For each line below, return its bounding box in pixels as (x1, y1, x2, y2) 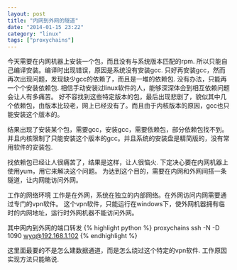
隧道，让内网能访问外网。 (7, 176, 82, 184)
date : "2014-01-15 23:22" (7, 23, 84, 30)
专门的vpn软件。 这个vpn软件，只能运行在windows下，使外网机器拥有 (13, 200, 219, 208)
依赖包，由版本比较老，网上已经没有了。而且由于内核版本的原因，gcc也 (13, 101, 224, 110)
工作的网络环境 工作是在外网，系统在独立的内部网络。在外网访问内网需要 (7, 191, 221, 199)
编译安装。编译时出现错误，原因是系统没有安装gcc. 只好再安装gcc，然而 (13, 66, 226, 74)
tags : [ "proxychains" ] (7, 37, 75, 44)
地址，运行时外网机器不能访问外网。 (31, 208, 138, 217)
